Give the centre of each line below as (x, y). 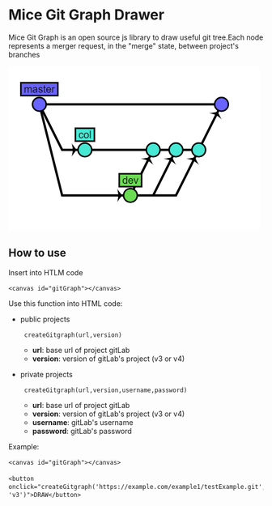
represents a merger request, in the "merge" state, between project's (123, 45)
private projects (46, 374)
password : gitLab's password (82, 431)
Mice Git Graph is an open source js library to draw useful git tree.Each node (136, 37)
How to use (37, 253)
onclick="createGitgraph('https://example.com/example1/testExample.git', (137, 487)
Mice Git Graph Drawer (86, 15)
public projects (45, 319)
